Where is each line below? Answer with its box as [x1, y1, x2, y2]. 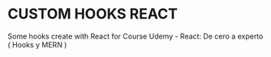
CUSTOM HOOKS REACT [7, 5, 178, 23]
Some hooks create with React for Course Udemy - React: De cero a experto [7, 31, 264, 41]
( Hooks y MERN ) [7, 39, 67, 49]
